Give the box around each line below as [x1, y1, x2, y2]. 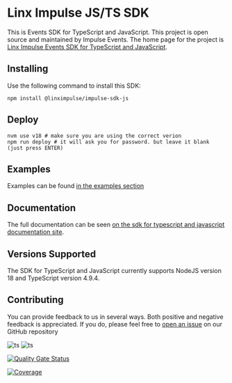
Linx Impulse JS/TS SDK [7, 5, 149, 21]
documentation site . [7, 228, 65, 236]
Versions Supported [7, 248, 96, 260]
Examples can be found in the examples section [7, 182, 144, 190]
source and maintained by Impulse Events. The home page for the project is [7, 35, 224, 43]
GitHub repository [7, 327, 58, 336]
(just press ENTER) [7, 144, 64, 151]
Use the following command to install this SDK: [7, 81, 141, 90]
